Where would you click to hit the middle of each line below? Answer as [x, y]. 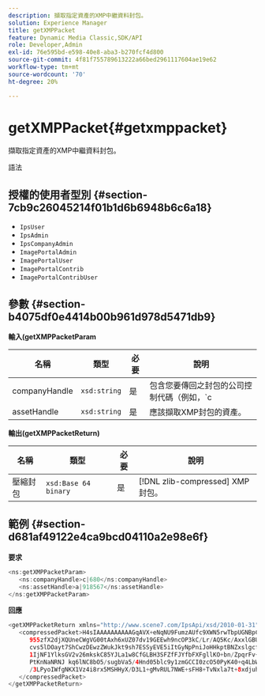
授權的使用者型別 [50, 195]
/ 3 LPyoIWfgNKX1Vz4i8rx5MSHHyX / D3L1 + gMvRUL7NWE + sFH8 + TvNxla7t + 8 [135, 669]
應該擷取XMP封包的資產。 [198, 412]
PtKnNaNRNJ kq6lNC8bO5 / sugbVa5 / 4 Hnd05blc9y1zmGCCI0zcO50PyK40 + [135, 662]
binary [58, 492]
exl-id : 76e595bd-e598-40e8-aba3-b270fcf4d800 [86, 52]
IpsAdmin [34, 236]
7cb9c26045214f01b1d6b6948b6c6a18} [110, 208]
